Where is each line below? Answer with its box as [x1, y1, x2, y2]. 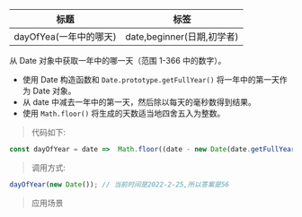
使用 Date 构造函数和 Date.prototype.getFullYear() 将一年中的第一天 [22, 74, 280, 84]
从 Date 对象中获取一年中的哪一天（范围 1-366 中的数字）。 [9, 56, 226, 65]
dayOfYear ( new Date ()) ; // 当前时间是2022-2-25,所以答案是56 [9, 179, 230, 189]
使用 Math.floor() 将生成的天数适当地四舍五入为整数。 [22, 108, 226, 118]
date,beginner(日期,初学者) [125, 30, 239, 43]
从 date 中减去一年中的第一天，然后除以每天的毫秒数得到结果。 [22, 97, 256, 107]
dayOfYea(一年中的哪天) [13, 30, 117, 43]
